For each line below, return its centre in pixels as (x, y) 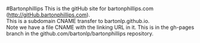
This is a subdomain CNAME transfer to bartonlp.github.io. (78, 21)
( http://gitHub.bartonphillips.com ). (48, 15)
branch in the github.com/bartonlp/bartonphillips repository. (80, 34)
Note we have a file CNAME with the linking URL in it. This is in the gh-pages (100, 27)
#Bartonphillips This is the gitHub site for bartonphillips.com (80, 9)
